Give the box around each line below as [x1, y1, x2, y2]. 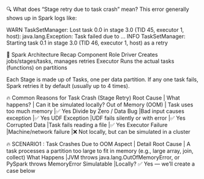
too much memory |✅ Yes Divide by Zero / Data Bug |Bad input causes [6, 108, 185, 115]
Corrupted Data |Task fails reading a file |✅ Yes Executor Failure [6, 122, 168, 128]
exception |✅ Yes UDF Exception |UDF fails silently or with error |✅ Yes [6, 114, 186, 122]
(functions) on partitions [6, 64, 67, 71]
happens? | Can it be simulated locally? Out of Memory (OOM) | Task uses [6, 101, 194, 108]
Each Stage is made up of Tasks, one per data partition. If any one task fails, [6, 76, 198, 83]
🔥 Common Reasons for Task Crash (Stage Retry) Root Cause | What [6, 94, 180, 101]
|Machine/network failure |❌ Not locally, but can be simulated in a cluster [6, 128, 191, 135]
